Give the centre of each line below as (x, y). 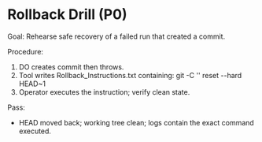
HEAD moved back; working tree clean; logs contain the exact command (137, 122)
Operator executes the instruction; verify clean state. (104, 92)
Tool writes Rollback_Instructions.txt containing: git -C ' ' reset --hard (130, 75)
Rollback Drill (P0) (67, 15)
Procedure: (26, 51)
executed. (35, 131)
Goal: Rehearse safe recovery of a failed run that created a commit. (116, 36)
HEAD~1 (32, 84)
